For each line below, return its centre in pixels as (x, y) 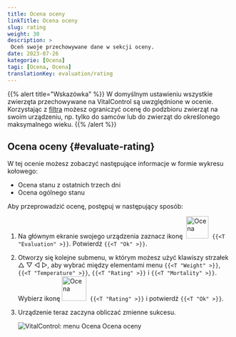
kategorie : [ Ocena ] (36, 61)
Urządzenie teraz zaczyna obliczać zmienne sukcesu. (97, 312)
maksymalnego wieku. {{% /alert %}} (62, 124)
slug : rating (27, 27)
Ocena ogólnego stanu (51, 192)
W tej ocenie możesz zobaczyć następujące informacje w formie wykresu (116, 164)
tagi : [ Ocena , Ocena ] (40, 67)
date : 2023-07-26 (33, 54)
